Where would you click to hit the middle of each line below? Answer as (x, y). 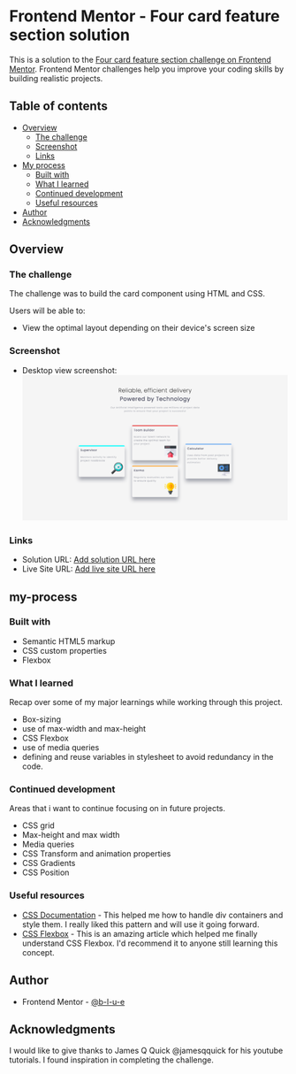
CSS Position (46, 872)
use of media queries (61, 748)
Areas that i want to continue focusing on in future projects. (118, 809)
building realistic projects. (56, 78)
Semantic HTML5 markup (68, 641)
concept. (38, 952)
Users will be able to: (47, 311)
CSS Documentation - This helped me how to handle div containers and (152, 915)
